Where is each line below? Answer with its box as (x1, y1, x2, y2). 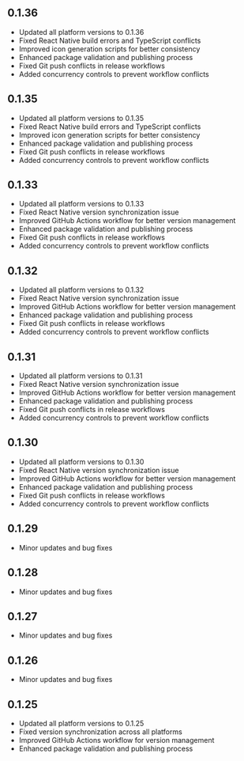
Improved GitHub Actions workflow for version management (18, 735, 215, 744)
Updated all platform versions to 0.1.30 (18, 456, 145, 466)
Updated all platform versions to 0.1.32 (18, 285, 145, 295)
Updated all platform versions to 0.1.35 (18, 113, 145, 123)
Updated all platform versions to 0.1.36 (18, 27, 145, 36)
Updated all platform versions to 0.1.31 (18, 371, 143, 380)
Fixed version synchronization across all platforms (18, 727, 182, 736)
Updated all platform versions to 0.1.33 (18, 199, 145, 209)
